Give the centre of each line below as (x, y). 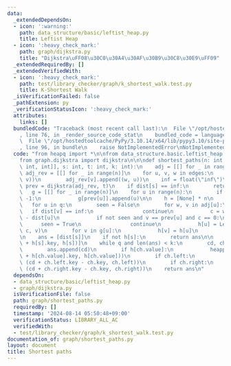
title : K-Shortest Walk (54, 90)
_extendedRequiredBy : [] (49, 65)
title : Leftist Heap (49, 39)
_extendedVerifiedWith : (47, 71)
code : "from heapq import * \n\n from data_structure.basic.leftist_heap (118, 154)
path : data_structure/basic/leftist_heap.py (84, 33)
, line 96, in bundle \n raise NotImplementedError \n (101, 148)
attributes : (31, 115)
